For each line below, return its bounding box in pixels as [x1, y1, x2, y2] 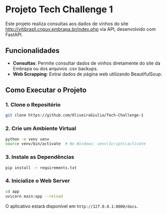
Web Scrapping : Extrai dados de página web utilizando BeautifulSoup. [12, 71, 162, 77]
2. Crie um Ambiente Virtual [5, 125, 77, 132]
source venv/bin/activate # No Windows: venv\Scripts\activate [5, 141, 146, 147]
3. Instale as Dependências [5, 153, 75, 161]
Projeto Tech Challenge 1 [5, 4, 113, 15]
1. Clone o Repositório [5, 101, 61, 108]
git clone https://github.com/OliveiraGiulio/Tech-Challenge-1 [5, 113, 144, 118]
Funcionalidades [5, 46, 60, 55]
